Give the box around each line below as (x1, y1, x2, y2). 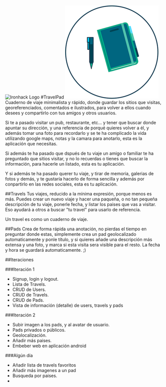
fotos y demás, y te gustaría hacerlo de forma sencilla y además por (5, 176, 145, 182)
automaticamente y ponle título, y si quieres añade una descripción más (5, 237, 153, 242)
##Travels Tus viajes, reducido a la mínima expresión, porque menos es (5, 191, 152, 196)
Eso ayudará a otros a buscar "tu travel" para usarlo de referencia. (5, 207, 141, 212)
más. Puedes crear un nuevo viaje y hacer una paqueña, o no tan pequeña (5, 196, 158, 202)
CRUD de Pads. (12, 297, 44, 303)
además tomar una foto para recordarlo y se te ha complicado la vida (5, 130, 147, 136)
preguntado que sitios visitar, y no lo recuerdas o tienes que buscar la (5, 156, 148, 162)
